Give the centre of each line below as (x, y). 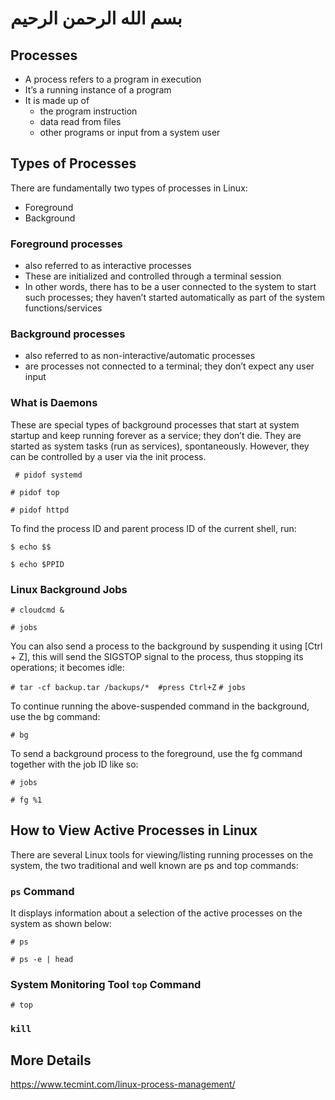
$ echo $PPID (37, 564)
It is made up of (57, 100)
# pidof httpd (40, 510)
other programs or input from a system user (130, 132)
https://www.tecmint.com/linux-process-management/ (123, 1084)
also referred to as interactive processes (108, 266)
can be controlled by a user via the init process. (108, 456)
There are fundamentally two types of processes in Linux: (129, 188)
